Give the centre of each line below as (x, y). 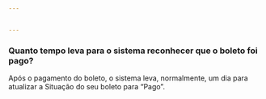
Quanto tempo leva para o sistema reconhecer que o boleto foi (133, 51)
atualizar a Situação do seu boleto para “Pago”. (87, 87)
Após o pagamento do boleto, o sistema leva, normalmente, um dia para (128, 78)
